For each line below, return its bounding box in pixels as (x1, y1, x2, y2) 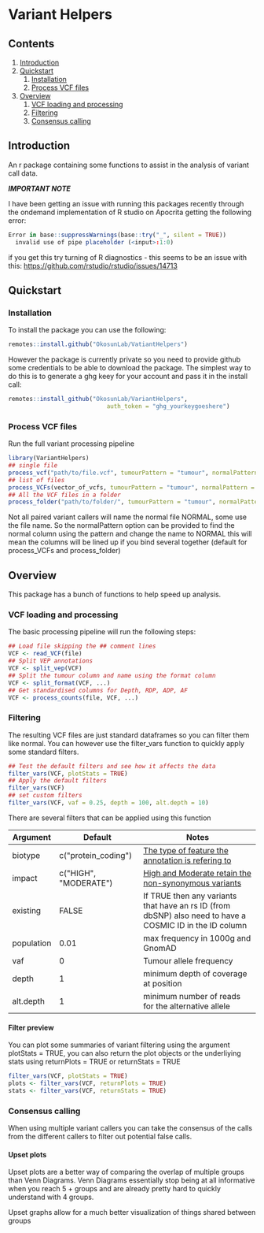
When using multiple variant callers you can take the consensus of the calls (8, 1123, 253, 1133)
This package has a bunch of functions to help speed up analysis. (8, 589, 222, 600)
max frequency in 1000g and (143, 932, 251, 943)
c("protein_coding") (58, 849, 133, 860)
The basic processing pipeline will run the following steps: (8, 627, 196, 637)
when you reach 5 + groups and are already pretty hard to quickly (8, 1184, 222, 1194)
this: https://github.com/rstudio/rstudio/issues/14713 (8, 261, 178, 270)
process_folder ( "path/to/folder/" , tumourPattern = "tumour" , (8, 498, 216, 506)
